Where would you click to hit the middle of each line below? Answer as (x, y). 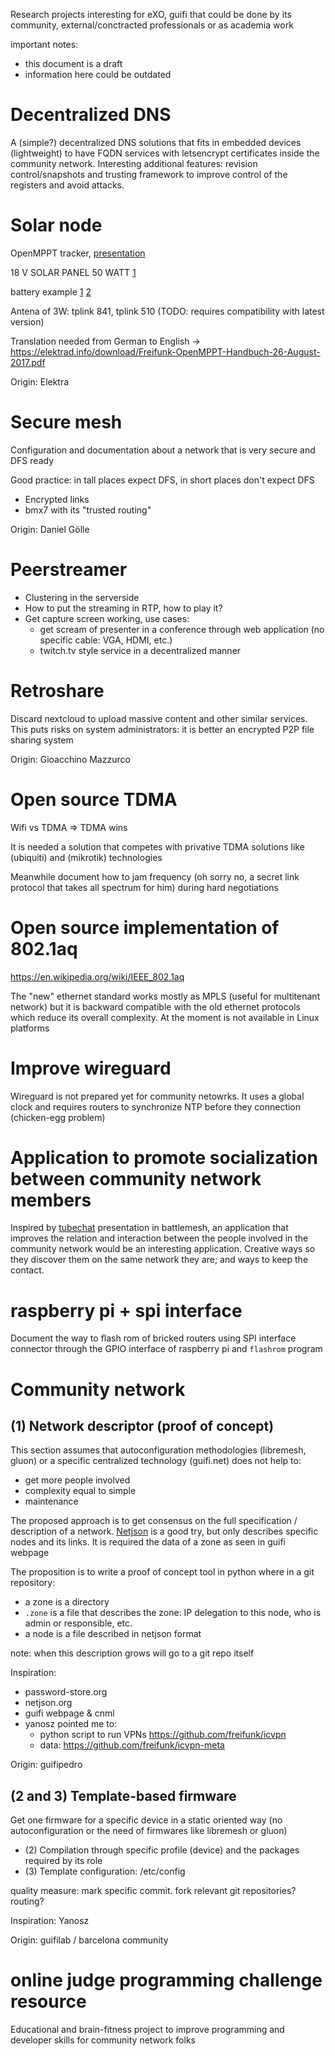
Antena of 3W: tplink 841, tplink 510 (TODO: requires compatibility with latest (167, 311)
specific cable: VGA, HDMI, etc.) (106, 640)
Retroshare (57, 690)
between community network (136, 1178)
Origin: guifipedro (46, 1765)
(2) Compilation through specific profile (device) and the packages (162, 1850)
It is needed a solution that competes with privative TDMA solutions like (157, 846)
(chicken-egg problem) (58, 1117)
